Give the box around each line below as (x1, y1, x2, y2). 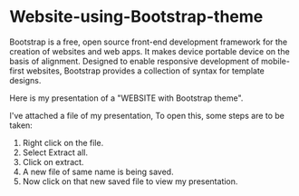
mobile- (261, 55, 290, 66)
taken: (9, 120, 34, 131)
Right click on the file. (22, 137, 104, 148)
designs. (9, 74, 42, 85)
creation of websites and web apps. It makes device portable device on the (9, 45, 290, 56)
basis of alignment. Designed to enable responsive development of (9, 55, 260, 66)
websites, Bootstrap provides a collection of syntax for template (25, 65, 265, 76)
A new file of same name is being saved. (22, 166, 174, 177)
